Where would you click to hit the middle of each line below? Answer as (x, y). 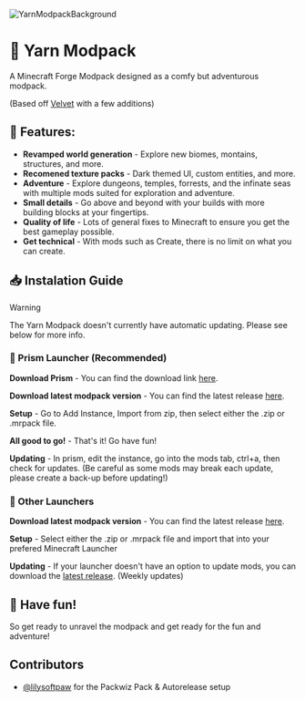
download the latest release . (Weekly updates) (97, 576)
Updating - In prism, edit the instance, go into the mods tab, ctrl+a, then (145, 458)
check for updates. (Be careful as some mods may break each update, (142, 468)
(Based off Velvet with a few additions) (82, 103)
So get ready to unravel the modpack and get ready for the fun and (135, 626)
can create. (44, 251)
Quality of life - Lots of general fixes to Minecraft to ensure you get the (156, 222)
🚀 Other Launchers (52, 501)
